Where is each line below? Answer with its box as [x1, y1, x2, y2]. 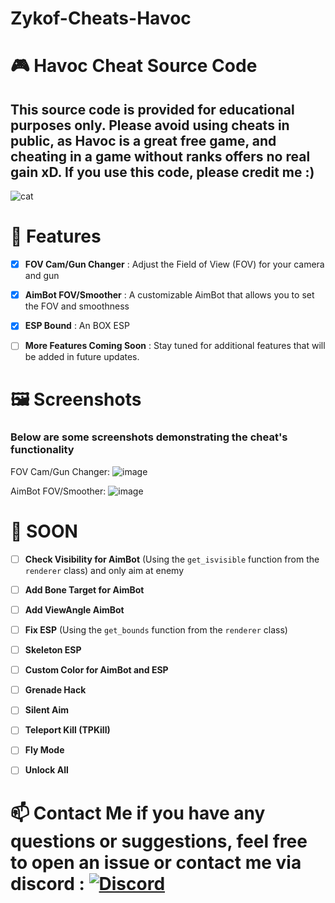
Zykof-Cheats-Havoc [10, 7, 192, 30]
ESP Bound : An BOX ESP [24, 320, 130, 332]
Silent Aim [24, 704, 70, 716]
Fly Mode [24, 744, 65, 756]
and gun [24, 270, 60, 282]
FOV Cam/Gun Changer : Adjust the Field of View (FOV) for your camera [24, 258, 325, 271]
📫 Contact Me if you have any [10, 802, 266, 824]
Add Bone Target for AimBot [24, 583, 145, 596]
